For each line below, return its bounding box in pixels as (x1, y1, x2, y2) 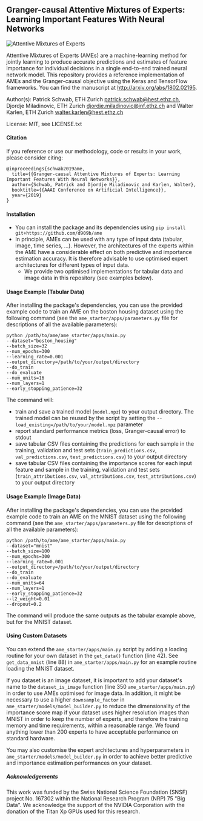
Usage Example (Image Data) (6, 493, 81, 500)
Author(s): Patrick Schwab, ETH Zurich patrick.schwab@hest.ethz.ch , (6, 95, 181, 102)
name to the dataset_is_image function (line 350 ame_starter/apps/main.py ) (6, 683, 195, 690)
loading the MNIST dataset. (6, 665, 75, 672)
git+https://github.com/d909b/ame (15, 230, 102, 236)
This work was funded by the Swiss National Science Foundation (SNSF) (6, 788, 188, 796)
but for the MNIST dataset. (6, 618, 73, 625)
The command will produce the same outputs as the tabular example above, (6, 612, 196, 619)
